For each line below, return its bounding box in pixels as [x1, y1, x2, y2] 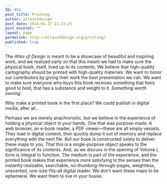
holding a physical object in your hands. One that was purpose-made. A [5, 120, 153, 126]
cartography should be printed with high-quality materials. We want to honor [5, 69, 162, 75]
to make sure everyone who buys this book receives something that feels [5, 80, 155, 86]
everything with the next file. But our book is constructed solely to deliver [5, 136, 156, 142]
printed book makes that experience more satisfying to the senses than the [5, 157, 159, 163]
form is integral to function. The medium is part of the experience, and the [5, 152, 157, 158]
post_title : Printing [5, 12, 50, 17]
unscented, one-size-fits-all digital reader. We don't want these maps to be [5, 168, 159, 174]
